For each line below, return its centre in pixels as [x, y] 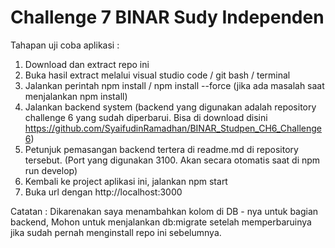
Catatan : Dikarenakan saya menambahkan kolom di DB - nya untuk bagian [164, 211]
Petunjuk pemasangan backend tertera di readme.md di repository [161, 149]
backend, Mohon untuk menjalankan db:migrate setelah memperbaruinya [161, 222]
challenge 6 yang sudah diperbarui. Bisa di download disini [146, 117]
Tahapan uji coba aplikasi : [65, 45]
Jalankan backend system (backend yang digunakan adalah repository [170, 107]
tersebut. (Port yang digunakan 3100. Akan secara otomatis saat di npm [172, 160]
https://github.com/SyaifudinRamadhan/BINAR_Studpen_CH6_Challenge [173, 128]
